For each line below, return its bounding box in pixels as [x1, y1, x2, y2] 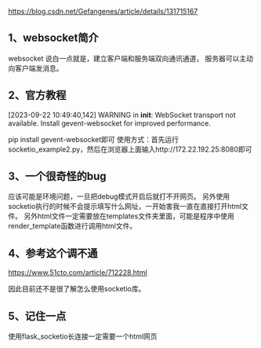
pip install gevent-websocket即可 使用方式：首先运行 [8, 134, 179, 144]
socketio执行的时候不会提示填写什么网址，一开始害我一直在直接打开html [8, 202, 242, 211]
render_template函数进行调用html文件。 [8, 222, 137, 231]
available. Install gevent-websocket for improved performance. [8, 118, 212, 128]
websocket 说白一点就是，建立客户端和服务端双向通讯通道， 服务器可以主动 [8, 53, 253, 63]
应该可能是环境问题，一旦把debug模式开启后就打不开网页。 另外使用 [8, 192, 230, 201]
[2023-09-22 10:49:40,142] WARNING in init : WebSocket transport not [8, 110, 237, 119]
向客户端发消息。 [8, 63, 63, 73]
